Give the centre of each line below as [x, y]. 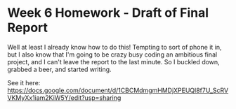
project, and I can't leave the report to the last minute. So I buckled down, [113, 61]
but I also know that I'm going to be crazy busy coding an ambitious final [112, 54]
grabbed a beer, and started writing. [59, 69]
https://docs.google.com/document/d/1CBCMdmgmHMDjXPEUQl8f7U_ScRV [118, 90]
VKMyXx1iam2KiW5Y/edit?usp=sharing [64, 97]
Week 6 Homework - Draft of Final [108, 13]
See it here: [24, 82]
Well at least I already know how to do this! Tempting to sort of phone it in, [114, 47]
